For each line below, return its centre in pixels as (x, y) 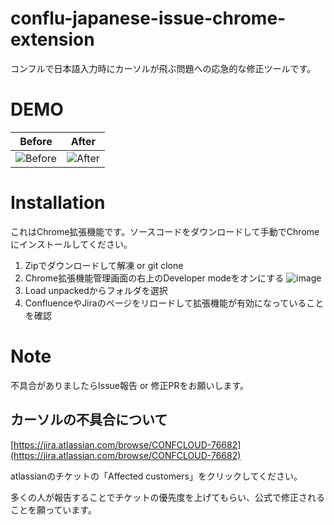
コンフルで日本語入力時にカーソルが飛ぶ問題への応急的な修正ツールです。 (163, 68)
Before (36, 141)
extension (52, 39)
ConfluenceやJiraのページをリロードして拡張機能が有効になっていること (174, 303)
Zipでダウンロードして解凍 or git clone (104, 265)
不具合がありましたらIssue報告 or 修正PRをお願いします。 (130, 385)
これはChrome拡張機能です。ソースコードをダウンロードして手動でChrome (165, 231)
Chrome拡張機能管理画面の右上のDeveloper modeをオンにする (154, 278)
